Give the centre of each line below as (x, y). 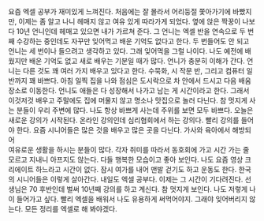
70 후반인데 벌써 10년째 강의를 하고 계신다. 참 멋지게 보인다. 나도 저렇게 (138, 189)
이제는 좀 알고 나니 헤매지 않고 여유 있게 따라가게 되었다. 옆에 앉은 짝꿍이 (130, 21)
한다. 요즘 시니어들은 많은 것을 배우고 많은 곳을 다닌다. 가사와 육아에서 (123, 130)
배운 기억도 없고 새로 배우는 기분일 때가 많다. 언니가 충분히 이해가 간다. (137, 61)
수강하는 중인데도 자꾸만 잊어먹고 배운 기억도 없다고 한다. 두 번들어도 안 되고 (133, 41)
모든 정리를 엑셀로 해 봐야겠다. (71, 209)
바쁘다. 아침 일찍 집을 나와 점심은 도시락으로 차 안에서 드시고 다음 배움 (145, 81)
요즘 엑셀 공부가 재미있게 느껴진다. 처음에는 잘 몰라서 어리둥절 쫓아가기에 (119, 11)
